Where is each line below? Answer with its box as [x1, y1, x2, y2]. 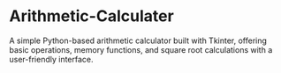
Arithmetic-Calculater [9, 6, 174, 26]
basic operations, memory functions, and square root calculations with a [9, 44, 273, 55]
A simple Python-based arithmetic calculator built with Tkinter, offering [9, 35, 268, 46]
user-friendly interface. [9, 54, 95, 64]
